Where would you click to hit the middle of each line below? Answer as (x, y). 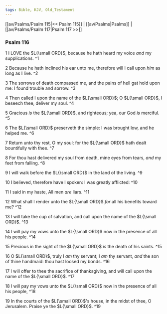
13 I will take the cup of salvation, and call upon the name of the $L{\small (81, 216)
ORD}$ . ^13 (17, 222)
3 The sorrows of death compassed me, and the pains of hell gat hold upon (83, 83)
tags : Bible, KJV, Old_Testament (40, 10)
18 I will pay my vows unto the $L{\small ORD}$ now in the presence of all (81, 286)
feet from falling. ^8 (25, 163)
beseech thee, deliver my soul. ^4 (40, 103)
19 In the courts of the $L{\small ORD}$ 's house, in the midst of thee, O (78, 301)
